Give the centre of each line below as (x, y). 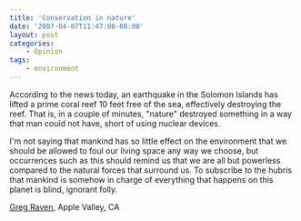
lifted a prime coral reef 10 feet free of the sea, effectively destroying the (145, 104)
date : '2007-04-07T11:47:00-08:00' (77, 26)
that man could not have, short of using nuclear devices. (115, 123)
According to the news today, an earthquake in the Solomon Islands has (144, 94)
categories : (32, 43)
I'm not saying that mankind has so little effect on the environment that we (148, 141)
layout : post (34, 35)
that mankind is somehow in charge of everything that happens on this (141, 179)
